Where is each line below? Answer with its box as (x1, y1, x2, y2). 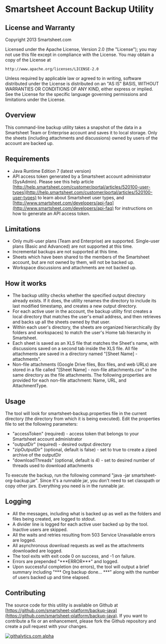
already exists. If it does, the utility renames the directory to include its (12, 298, 157, 304)
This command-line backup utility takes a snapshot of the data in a (5, 124, 142, 130)
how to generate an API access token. (12, 210, 90, 216)
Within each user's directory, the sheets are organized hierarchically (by (12, 324, 161, 330)
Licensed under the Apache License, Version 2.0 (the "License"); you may (5, 46, 157, 52)
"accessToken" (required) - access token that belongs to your (12, 431, 139, 437)
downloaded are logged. (12, 548, 63, 554)
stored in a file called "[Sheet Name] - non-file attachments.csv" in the (12, 367, 158, 373)
